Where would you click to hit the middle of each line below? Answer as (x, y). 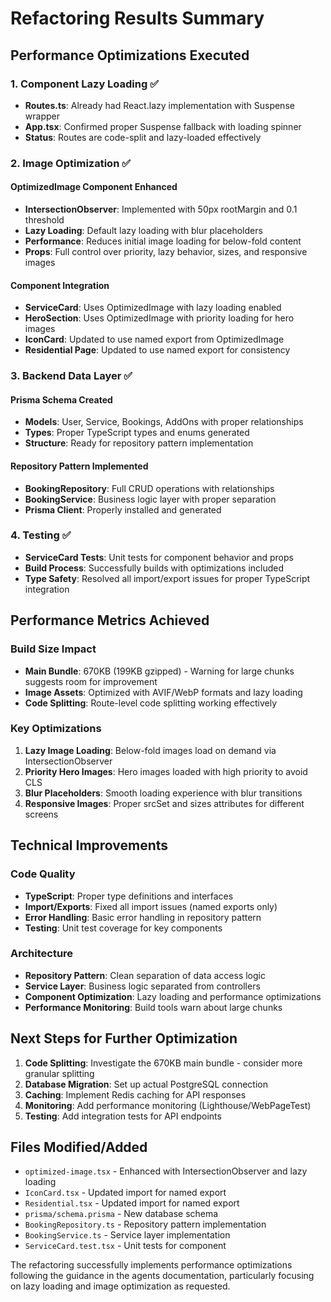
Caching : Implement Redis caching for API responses (135, 1094)
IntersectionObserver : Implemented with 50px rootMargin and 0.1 (161, 209)
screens (41, 814)
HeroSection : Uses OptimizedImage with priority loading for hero (159, 318)
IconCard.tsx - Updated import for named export (125, 1193)
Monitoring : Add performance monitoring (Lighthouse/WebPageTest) (168, 1105)
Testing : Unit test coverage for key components (123, 928)
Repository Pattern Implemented (79, 466)
